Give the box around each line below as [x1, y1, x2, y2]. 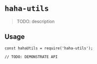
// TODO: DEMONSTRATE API [4, 54, 58, 59]
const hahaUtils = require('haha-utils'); [4, 46, 93, 51]
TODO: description [16, 18, 55, 24]
